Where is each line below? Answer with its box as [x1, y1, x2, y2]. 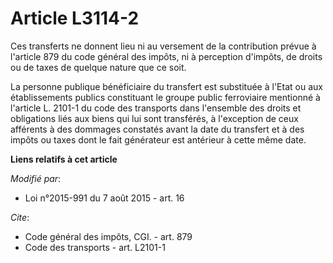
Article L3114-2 [10, 7, 140, 30]
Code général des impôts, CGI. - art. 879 [24, 230, 193, 242]
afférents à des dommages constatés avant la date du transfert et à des [10, 123, 305, 135]
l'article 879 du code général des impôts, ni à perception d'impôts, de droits [10, 50, 323, 62]
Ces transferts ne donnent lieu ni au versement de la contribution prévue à [10, 40, 317, 52]
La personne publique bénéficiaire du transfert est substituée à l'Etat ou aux [10, 80, 323, 92]
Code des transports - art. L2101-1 [24, 241, 166, 253]
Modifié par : [10, 172, 62, 184]
